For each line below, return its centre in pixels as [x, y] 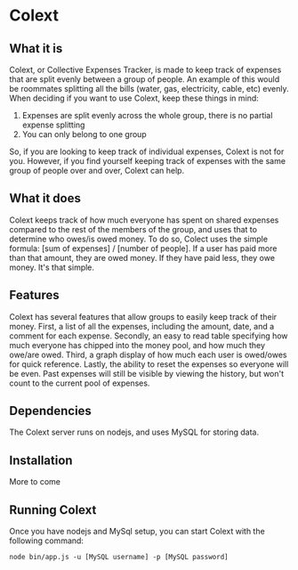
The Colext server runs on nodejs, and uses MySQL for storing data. [134, 432]
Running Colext [53, 510]
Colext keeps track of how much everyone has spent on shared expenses [144, 220]
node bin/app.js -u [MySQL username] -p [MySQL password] [119, 558]
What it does [45, 198]
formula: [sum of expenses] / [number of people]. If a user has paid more [143, 248]
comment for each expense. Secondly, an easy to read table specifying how [149, 336]
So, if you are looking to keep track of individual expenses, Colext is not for [147, 151]
